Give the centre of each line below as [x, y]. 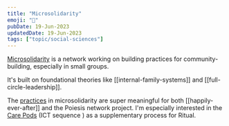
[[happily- [200, 100]
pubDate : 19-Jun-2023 [38, 26]
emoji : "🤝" [23, 20]
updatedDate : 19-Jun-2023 [44, 33]
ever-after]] [24, 108]
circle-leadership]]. [35, 87]
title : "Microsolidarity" [44, 13]
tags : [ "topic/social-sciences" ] [55, 39]
